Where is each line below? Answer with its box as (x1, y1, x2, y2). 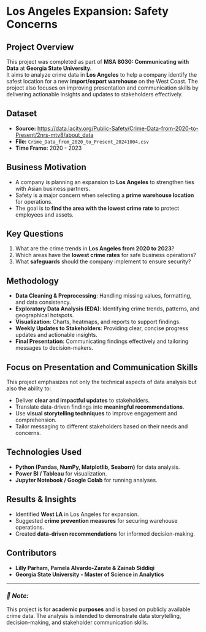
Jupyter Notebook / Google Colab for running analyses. (15, 476, 158, 484)
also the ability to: (6, 385, 51, 392)
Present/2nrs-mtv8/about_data (15, 131, 94, 139)
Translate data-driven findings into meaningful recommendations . (15, 403, 185, 410)
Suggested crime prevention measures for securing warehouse (15, 517, 178, 524)
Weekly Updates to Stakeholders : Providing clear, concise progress (15, 325, 189, 332)
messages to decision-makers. (15, 344, 94, 352)
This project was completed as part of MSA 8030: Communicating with (6, 58, 189, 65)
